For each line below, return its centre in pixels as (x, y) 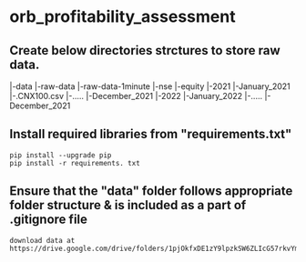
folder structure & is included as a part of (128, 205)
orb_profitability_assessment (122, 17)
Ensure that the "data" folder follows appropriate (151, 191)
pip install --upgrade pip (61, 155)
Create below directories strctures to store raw (145, 50)
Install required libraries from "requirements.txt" (151, 134)
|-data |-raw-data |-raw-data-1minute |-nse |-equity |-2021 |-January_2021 (150, 86)
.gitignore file (49, 220)
